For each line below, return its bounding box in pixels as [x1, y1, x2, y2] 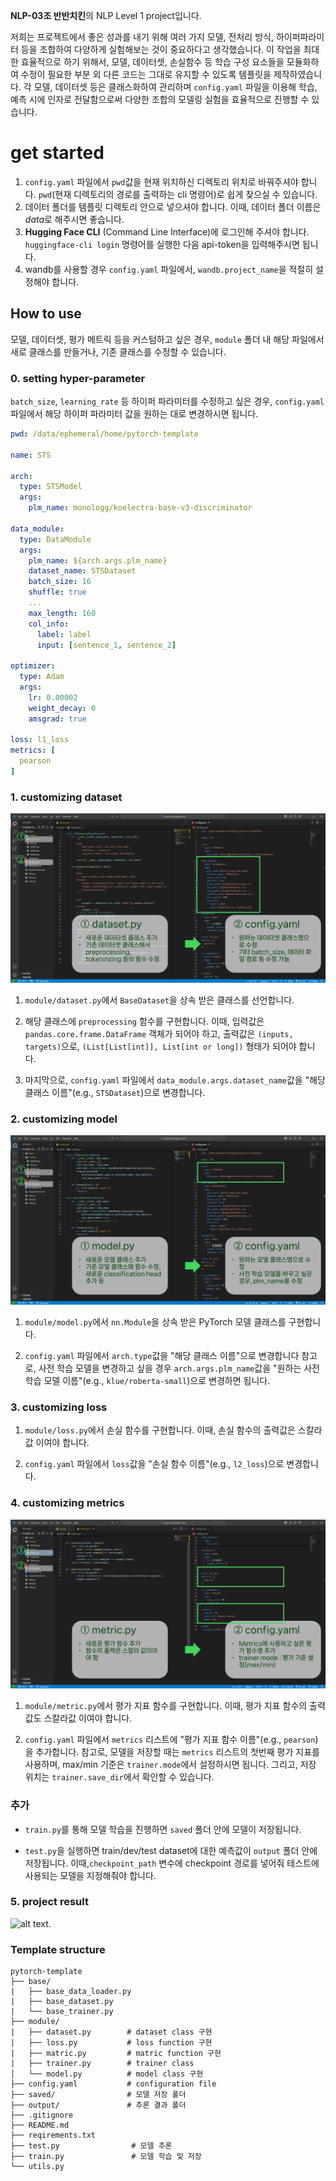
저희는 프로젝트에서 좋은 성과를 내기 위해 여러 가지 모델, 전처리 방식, [10, 31, 274, 43]
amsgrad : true [28, 714, 87, 724]
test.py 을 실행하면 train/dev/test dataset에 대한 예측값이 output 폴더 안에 [24, 1844, 318, 1856]
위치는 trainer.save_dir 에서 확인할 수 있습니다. [24, 1771, 215, 1783]
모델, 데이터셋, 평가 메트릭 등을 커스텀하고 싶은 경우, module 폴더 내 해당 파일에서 [10, 333, 325, 345]
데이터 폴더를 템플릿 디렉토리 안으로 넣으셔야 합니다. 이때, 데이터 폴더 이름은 [24, 200, 322, 213]
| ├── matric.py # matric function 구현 [10, 2049, 222, 2059]
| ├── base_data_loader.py [10, 1987, 132, 1997]
